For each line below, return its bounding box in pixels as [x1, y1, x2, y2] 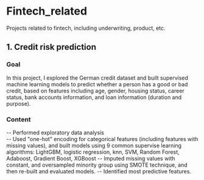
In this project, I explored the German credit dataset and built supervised [6, 74, 189, 81]
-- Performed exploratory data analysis [6, 129, 105, 136]
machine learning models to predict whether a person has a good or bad [6, 80, 188, 88]
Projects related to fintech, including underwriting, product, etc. [6, 24, 166, 32]
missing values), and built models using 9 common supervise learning [6, 142, 181, 149]
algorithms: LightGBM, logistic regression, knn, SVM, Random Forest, [6, 148, 180, 156]
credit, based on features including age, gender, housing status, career [6, 87, 185, 94]
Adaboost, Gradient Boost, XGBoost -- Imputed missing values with [6, 154, 175, 162]
